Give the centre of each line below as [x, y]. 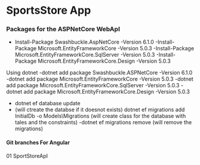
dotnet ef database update [47, 103]
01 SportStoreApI [27, 155]
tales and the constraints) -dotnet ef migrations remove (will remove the [103, 123]
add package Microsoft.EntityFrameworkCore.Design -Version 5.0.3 [107, 92]
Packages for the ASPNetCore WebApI [63, 29]
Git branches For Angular [38, 143]
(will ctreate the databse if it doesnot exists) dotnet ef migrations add [100, 110]
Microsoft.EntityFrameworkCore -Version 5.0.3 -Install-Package [116, 48]
